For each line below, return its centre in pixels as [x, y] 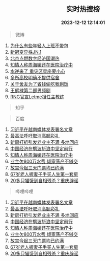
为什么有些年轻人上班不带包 [39, 46]
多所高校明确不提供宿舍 [35, 77]
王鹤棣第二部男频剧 [30, 90]
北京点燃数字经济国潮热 [35, 58]
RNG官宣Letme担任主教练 [37, 97]
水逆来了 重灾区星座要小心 [37, 71]
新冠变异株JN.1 [26, 52]
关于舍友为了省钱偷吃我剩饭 [39, 84]
